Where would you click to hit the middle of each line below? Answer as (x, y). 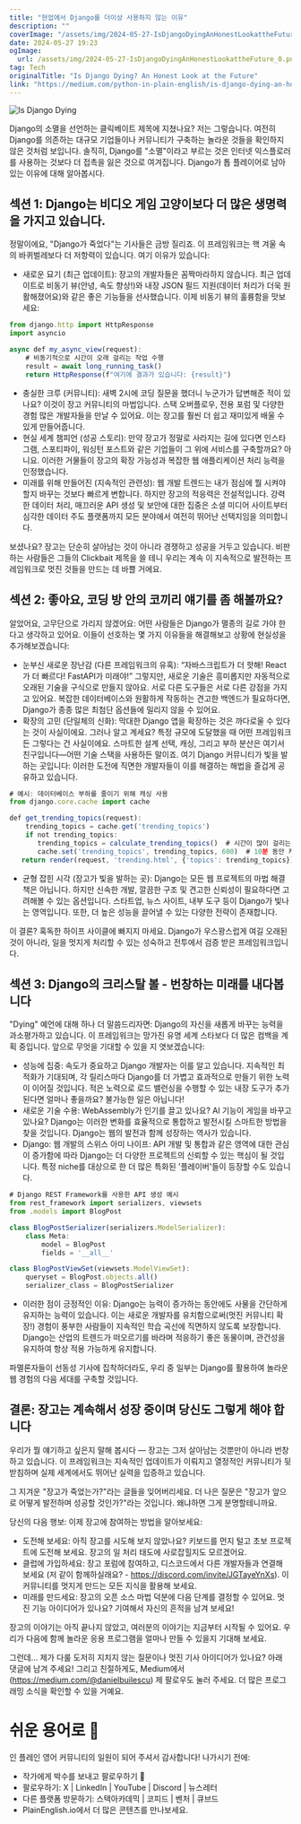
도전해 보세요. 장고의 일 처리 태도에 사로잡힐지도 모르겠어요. (143, 1551)
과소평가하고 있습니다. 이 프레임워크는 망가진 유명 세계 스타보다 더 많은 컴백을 (144, 1036)
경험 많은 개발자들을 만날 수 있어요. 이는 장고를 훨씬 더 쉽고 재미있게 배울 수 (153, 415)
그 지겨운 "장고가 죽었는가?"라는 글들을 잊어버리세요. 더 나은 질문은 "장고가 (140, 1491)
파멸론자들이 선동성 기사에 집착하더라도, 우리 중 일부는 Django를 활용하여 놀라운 (149, 1368)
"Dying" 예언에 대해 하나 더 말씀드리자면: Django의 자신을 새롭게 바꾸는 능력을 (146, 1024)
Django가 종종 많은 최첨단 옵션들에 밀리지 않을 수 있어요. (121, 709)
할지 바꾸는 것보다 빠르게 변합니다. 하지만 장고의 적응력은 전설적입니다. (145, 493)
